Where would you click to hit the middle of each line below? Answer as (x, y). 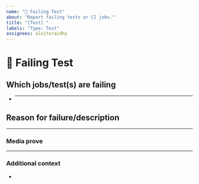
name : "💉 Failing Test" (36, 12)
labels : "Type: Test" (33, 28)
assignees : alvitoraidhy (37, 34)
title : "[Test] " (28, 22)
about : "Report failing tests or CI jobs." (61, 17)
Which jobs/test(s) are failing (61, 84)
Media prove (25, 141)
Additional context (33, 163)
